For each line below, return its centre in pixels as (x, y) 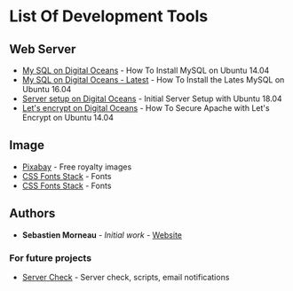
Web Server (43, 49)
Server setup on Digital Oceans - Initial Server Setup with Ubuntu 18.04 (152, 98)
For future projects (50, 257)
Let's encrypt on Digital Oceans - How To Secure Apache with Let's (146, 108)
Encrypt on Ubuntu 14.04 (67, 118)
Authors (32, 213)
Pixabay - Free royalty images (77, 167)
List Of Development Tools (109, 16)
